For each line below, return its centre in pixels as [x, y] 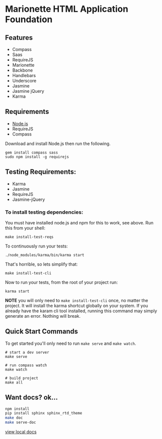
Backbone [22, 70]
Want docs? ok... [31, 398]
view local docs [21, 432]
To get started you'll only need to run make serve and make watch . [71, 343]
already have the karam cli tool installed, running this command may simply [81, 311]
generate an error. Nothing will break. [43, 316]
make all [14, 382]
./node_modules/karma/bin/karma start [45, 255]
